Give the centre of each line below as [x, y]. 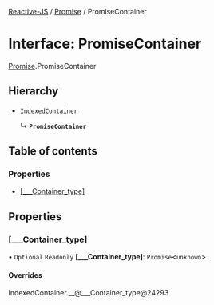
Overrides [25, 275]
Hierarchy [34, 91]
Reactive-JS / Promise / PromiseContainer [77, 12]
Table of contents [53, 151]
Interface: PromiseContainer [105, 44]
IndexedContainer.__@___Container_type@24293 [89, 293]
